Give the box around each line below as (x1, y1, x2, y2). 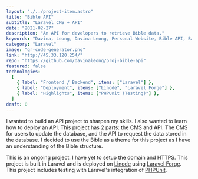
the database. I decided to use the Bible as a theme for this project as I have (6, 136, 191, 143)
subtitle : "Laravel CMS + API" (6, 19, 83, 25)
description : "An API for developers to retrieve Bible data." (6, 31, 165, 36)
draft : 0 (6, 101, 28, 107)
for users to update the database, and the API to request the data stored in (6, 130, 187, 137)
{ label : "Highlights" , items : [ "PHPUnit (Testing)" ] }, (16, 90, 160, 96)
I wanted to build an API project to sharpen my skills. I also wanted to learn (6, 117, 187, 124)
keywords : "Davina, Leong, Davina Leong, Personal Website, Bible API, (6, 36, 186, 42)
